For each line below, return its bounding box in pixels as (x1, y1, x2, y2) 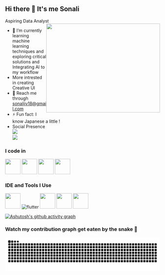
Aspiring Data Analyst (5, 18, 49, 24)
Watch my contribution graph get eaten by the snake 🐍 (5, 226, 137, 233)
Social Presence (12, 123, 45, 129)
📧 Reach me (12, 90, 37, 96)
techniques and (12, 48, 44, 54)
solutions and (12, 58, 40, 64)
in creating (12, 80, 34, 85)
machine (12, 38, 30, 44)
